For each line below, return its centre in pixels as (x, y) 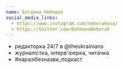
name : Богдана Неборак (35, 12)
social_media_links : (32, 18)
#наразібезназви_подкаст (49, 59)
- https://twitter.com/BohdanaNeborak (61, 29)
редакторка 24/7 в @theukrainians (59, 46)
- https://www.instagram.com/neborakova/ (65, 23)
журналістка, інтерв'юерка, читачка (62, 53)
